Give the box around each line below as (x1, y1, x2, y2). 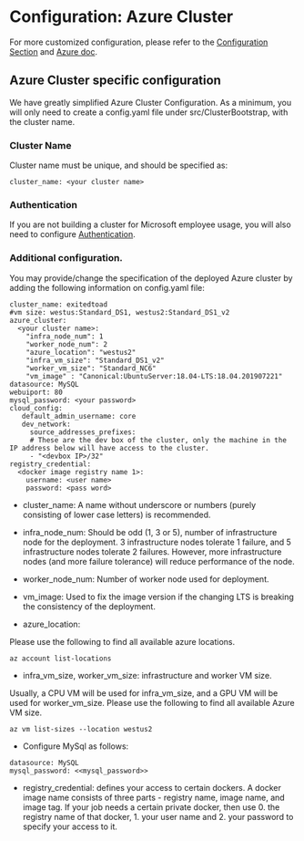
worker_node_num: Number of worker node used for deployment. (22, 573, 270, 585)
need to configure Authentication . (9, 229, 137, 240)
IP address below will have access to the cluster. (9, 443, 209, 452)
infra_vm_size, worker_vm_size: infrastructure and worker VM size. (22, 670, 272, 680)
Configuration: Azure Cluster (9, 6, 234, 27)
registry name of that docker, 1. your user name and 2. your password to (22, 811, 294, 822)
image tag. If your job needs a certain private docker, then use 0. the (22, 801, 280, 813)
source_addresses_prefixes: (29, 427, 137, 437)
